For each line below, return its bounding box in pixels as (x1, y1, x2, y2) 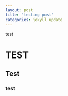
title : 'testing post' (5, 12, 54, 17)
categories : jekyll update (5, 17, 63, 22)
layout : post (5, 7, 33, 13)
